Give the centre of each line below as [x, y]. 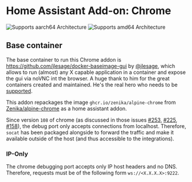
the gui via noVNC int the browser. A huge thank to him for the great [88, 78]
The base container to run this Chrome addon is [64, 59]
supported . [19, 91]
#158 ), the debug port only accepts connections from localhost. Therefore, [96, 126]
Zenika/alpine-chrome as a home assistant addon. [66, 108]
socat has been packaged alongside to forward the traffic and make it [90, 132]
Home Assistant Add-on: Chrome [89, 11]
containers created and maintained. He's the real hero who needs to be [92, 85]
